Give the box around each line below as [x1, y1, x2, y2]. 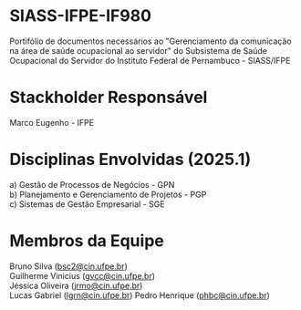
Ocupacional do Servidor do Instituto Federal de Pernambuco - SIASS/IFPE [9, 55, 291, 66]
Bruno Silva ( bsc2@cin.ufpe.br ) [9, 261, 128, 272]
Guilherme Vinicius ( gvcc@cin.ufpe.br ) [9, 270, 156, 281]
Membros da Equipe [9, 231, 164, 251]
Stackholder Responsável [9, 88, 208, 108]
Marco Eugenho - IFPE [9, 117, 94, 128]
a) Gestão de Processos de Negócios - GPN [9, 179, 175, 190]
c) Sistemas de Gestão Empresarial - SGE [9, 198, 166, 210]
